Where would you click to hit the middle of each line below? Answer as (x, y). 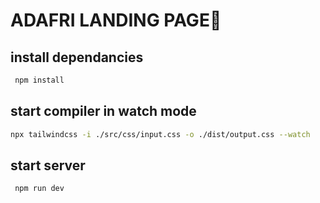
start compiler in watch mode (103, 111)
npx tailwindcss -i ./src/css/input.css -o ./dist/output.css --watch (160, 134)
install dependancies (77, 57)
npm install (39, 80)
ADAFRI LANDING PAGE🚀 (116, 20)
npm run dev (39, 189)
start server (48, 165)
